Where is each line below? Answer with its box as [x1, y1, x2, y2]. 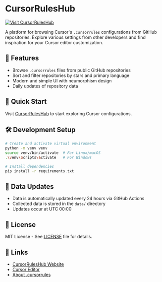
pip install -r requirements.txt [5, 168, 74, 174]
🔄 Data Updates [5, 182, 54, 191]
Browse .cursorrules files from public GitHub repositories [12, 67, 131, 73]
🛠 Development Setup [5, 125, 76, 134]
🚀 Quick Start [5, 97, 47, 106]
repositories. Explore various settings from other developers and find [5, 34, 146, 40]
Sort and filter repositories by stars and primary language [12, 72, 130, 78]
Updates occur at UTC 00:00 [12, 206, 72, 212]
